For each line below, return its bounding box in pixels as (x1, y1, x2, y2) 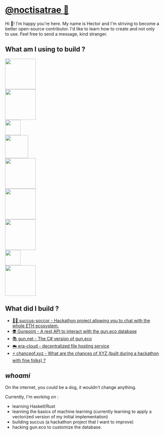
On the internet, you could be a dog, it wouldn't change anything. (5, 385, 137, 390)
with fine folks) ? (12, 357, 46, 363)
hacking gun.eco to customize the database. (12, 424, 102, 430)
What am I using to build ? (5, 45, 86, 53)
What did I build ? (5, 305, 59, 313)
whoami (5, 371, 30, 380)
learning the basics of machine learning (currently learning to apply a (12, 409, 152, 414)
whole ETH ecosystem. (12, 323, 59, 329)
